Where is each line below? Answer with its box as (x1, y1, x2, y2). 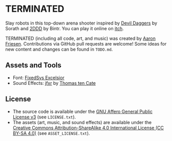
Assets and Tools (5, 61, 61, 69)
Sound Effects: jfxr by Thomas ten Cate (12, 80, 96, 86)
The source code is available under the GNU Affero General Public (12, 108, 153, 114)
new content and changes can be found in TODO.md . (5, 46, 113, 52)
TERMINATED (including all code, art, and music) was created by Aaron (5, 35, 156, 41)
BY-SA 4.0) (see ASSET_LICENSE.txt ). (12, 130, 91, 136)
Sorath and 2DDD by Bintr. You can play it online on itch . (5, 25, 124, 31)
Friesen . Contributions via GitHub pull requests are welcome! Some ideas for (5, 40, 167, 46)
